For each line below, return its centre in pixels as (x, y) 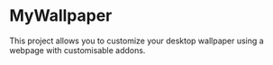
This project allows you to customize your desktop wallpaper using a (136, 41)
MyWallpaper (61, 16)
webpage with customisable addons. (77, 50)
